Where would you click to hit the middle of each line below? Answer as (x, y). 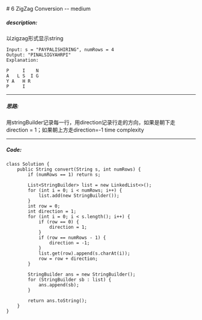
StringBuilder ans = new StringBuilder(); (82, 274)
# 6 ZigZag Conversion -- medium (49, 9)
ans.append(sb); (59, 285)
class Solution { (28, 164)
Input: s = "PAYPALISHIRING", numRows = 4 (60, 50)
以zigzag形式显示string (35, 38)
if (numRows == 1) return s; (64, 174)
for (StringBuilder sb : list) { (70, 279)
